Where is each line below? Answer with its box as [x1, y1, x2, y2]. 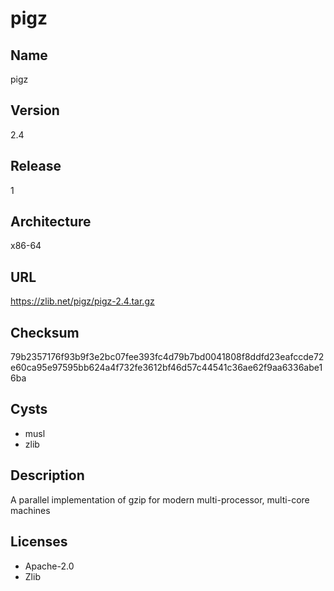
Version [10, 102, 60, 119]
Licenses [10, 533, 68, 551]
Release [10, 158, 62, 175]
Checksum [10, 324, 80, 341]
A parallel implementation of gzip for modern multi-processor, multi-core [10, 493, 310, 506]
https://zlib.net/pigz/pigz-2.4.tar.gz [10, 295, 155, 307]
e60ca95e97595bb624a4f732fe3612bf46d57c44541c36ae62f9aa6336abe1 [10, 362, 323, 374]
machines [10, 504, 51, 516]
